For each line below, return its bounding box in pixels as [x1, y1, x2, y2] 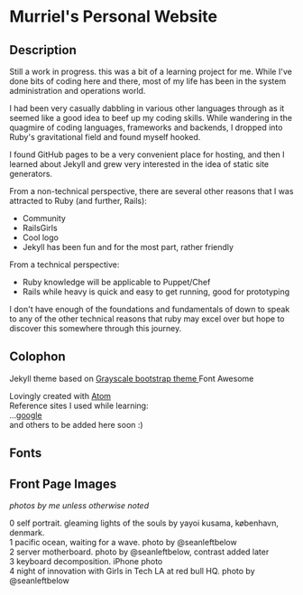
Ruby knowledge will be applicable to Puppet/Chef [22, 277, 211, 287]
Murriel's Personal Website [9, 6, 218, 27]
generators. [9, 169, 52, 179]
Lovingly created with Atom [9, 390, 111, 401]
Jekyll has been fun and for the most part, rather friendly [22, 242, 234, 252]
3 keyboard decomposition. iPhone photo [9, 556, 163, 567]
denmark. [9, 527, 45, 538]
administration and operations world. [9, 86, 146, 96]
